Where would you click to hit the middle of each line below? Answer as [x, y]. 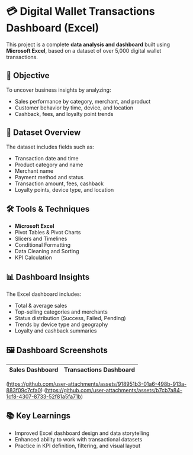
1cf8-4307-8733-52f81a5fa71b [44, 396]
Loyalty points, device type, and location [64, 189]
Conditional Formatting [43, 245]
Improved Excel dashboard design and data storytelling [82, 433]
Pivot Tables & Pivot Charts [48, 233]
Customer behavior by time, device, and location [74, 108]
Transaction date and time [46, 158]
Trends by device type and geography [61, 325]
